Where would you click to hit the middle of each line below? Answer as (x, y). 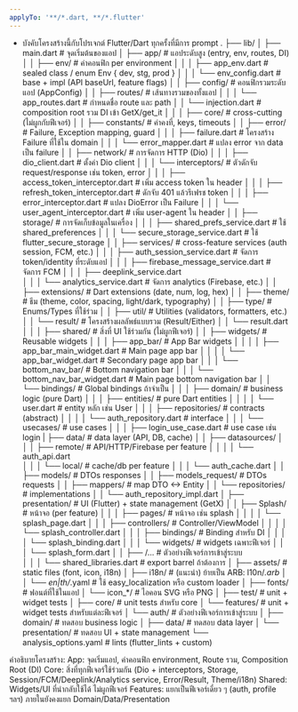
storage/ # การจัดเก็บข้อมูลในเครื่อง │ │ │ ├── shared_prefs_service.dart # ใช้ (154, 222)
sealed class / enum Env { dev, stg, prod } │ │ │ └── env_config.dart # (152, 73)
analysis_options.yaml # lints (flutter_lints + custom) (117, 642)
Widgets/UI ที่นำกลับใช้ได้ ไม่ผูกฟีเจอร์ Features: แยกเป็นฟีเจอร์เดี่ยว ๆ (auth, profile (143, 689)
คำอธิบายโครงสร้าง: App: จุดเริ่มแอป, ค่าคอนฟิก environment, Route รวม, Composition (149, 660)
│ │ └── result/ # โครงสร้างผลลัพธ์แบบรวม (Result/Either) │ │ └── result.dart (155, 321)
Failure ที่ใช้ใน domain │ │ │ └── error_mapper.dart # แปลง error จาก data (153, 142)
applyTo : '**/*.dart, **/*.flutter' (77, 17)
